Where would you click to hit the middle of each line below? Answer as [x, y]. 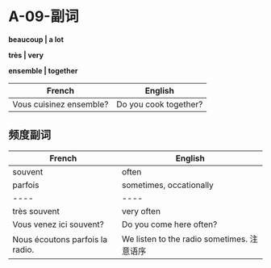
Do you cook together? [160, 104]
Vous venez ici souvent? [58, 224]
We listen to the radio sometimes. [185, 239]
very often [141, 211]
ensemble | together [43, 70]
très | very [26, 55]
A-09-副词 [44, 17]
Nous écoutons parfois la [60, 239]
